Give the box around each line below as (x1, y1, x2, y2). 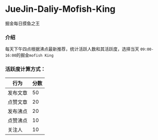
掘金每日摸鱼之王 (5, 20, 40, 26)
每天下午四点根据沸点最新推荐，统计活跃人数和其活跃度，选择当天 (5, 46, 139, 52)
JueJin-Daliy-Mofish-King (5, 3, 116, 15)
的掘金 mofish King (16, 52, 54, 58)
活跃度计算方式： (5, 66, 46, 72)
